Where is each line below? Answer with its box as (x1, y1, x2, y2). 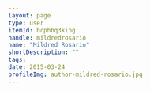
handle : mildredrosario (8, 33, 87, 42)
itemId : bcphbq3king (8, 26, 77, 34)
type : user (8, 19, 44, 27)
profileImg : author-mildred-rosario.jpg (8, 70, 144, 78)
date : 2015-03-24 (8, 63, 66, 71)
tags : (8, 56, 26, 64)
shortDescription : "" (8, 48, 80, 56)
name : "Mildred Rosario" (8, 41, 90, 49)
